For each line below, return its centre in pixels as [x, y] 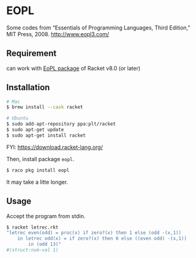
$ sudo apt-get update [35, 130]
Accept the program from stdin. [46, 216]
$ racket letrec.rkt [33, 227]
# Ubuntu [17, 118]
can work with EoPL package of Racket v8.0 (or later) [73, 68]
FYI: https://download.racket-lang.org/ [55, 147]
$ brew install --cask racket [45, 107]
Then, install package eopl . [40, 159]
